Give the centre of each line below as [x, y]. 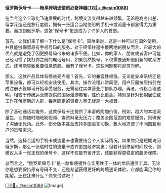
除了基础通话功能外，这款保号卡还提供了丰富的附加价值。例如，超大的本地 [81, 111]
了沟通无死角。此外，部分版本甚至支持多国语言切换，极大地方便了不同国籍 [81, 124]
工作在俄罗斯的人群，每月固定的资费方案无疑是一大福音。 [63, 101]
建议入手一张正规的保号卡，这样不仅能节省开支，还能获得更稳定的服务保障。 [83, 153]
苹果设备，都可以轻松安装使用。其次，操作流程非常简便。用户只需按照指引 [81, 82]
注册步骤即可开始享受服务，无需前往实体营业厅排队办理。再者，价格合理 [83, 89]
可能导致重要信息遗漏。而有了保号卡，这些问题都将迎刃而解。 [81, 66]
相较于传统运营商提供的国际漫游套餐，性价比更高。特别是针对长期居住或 [87, 95]
